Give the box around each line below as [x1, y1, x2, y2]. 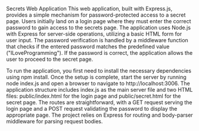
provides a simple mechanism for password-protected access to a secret [6, 11, 186, 18]
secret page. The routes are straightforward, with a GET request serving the [6, 99, 192, 106]
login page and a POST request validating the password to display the [6, 105, 178, 112]
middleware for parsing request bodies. [6, 118, 103, 124]
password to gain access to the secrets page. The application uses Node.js [6, 24, 191, 31]
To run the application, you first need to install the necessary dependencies [6, 67, 192, 74]
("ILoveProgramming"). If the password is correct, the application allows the [6, 49, 193, 56]
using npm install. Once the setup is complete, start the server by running [6, 74, 186, 80]
